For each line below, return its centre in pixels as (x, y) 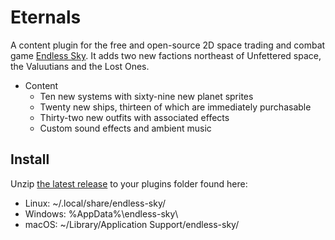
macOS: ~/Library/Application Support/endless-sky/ (132, 224)
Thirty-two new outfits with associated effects (134, 117)
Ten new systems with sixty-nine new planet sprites (146, 96)
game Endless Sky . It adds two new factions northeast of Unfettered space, (166, 55)
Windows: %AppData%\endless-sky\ (101, 213)
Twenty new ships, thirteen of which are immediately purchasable (175, 107)
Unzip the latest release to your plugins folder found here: (129, 183)
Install (30, 159)
